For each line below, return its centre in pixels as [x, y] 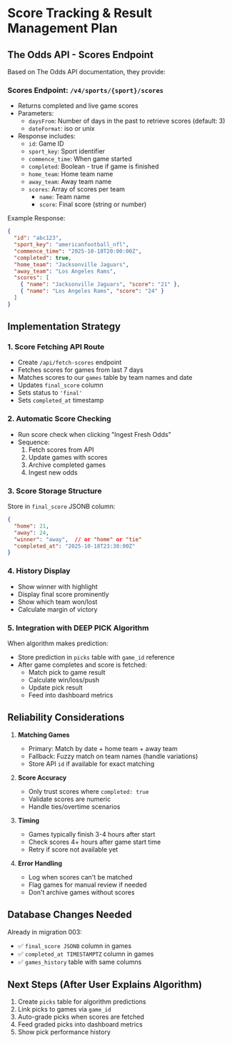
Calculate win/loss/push [64, 680]
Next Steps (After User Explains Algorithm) [105, 984]
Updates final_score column [60, 385]
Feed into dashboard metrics [71, 695]
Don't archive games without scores [81, 892]
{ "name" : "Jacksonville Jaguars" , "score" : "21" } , [100, 284]
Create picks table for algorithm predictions [82, 1002]
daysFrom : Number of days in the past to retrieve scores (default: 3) [127, 121]
